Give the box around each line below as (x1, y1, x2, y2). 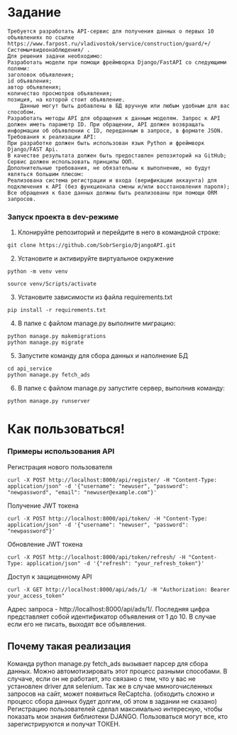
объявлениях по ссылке (7, 33, 75, 41)
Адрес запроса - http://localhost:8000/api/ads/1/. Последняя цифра (7, 604, 210, 613)
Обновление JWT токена (7, 540, 83, 548)
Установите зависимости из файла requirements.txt (17, 293, 172, 302)
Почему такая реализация (7, 641, 131, 653)
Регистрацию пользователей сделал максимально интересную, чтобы (7, 704, 223, 713)
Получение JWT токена (7, 501, 79, 510)
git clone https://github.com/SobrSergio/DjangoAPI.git (7, 242, 176, 249)
